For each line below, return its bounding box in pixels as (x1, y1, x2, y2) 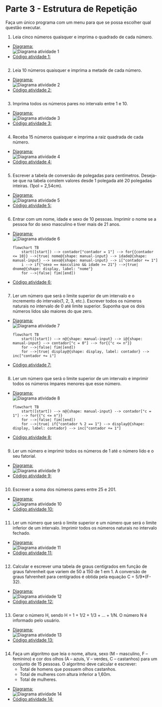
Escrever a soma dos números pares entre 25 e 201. (12, 486, 117, 492)
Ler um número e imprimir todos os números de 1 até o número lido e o (12, 448, 154, 454)
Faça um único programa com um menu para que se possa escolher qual (5, 19, 151, 25)
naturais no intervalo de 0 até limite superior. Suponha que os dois (12, 303, 145, 309)
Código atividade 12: (12, 598, 54, 604)
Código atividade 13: (12, 637, 54, 643)
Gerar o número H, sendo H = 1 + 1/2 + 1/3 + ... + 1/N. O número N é (12, 612, 147, 618)
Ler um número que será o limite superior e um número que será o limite (12, 520, 157, 526)
